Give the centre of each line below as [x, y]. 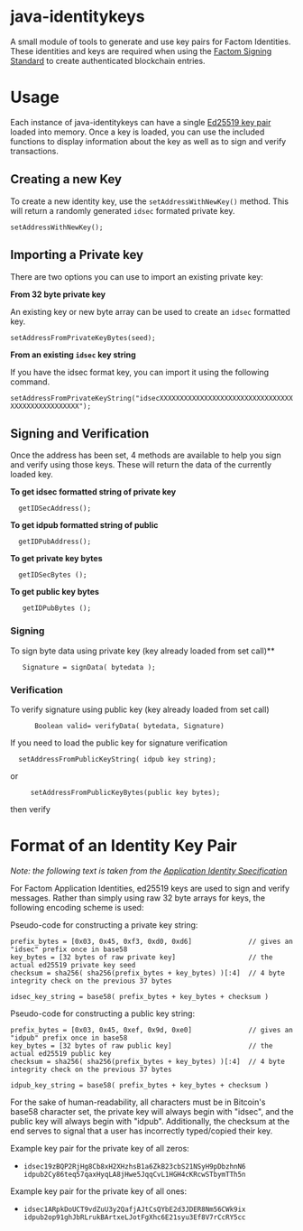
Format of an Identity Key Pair [124, 846]
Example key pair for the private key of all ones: [99, 1191]
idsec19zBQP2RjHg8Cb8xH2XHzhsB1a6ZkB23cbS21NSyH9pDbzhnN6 [134, 1166]
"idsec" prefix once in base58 [69, 949]
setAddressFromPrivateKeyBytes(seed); [83, 338]
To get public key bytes [55, 592]
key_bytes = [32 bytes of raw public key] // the [142, 1046]
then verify [30, 809]
